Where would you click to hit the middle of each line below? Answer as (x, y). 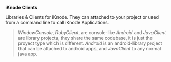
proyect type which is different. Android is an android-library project (90, 43)
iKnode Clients (21, 7)
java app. (27, 54)
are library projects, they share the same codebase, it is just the (85, 38)
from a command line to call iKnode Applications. (57, 23)
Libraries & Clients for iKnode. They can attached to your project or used (82, 17)
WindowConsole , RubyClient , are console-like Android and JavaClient (92, 32)
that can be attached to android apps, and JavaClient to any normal (89, 49)
